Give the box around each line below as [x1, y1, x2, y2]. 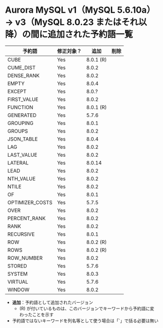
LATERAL [7, 159, 29, 166]
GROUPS [7, 127, 28, 134]
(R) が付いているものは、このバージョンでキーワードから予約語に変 [19, 306, 155, 311]
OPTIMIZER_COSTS [7, 199, 53, 205]
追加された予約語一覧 [48, 29, 133, 40]
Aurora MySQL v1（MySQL [5, 4, 115, 16]
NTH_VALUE [7, 175, 36, 182]
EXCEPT [7, 88, 27, 95]
